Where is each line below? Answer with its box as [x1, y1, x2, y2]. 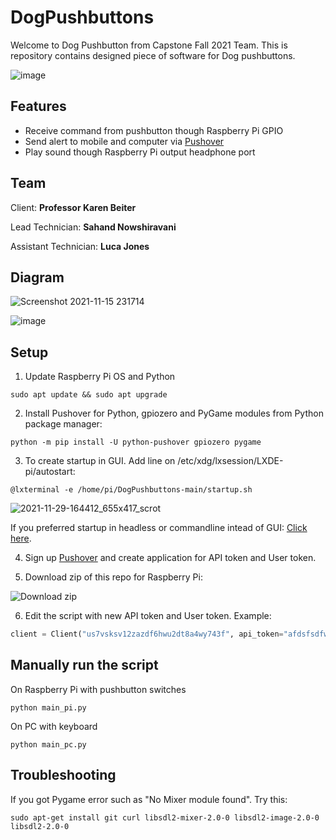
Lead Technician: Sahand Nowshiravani [10, 221, 177, 233]
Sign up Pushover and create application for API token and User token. [24, 552, 317, 564]
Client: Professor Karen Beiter [10, 201, 137, 213]
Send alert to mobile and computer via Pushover [24, 135, 225, 147]
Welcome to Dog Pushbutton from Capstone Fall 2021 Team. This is [10, 39, 288, 51]
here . [10, 532, 32, 545]
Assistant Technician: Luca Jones [10, 240, 150, 252]
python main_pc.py [10, 739, 87, 750]
